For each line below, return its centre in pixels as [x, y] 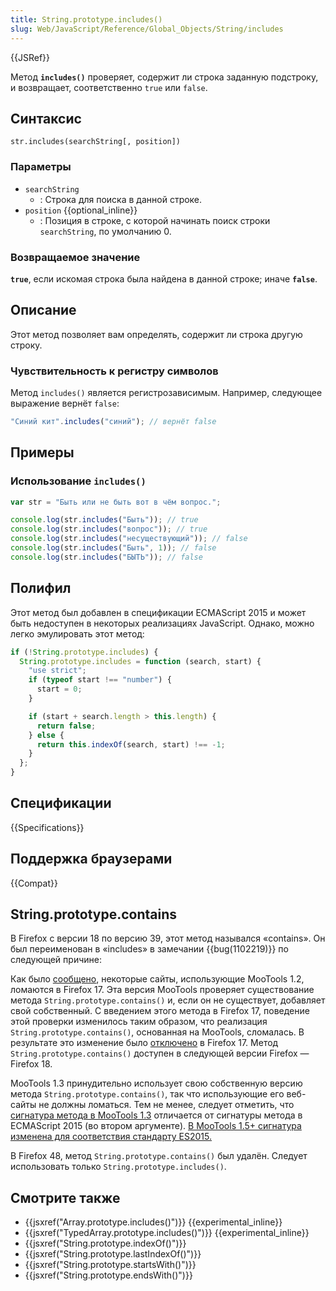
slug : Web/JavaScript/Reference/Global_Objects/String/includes [147, 29]
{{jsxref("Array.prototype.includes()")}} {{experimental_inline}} [153, 1222]
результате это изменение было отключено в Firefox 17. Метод [144, 1043]
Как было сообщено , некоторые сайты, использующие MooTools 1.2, [157, 979]
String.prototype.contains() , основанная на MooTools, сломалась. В [157, 1032]
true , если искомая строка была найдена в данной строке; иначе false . [164, 278]
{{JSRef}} [30, 57]
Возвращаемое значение [75, 257]
